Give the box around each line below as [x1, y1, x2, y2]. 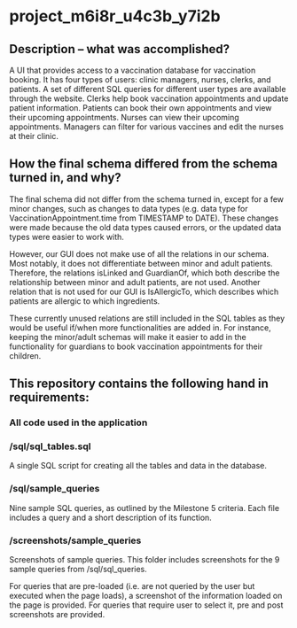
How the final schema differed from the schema [9, 157, 277, 172]
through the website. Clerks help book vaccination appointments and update [9, 93, 289, 104]
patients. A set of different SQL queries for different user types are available [9, 84, 286, 94]
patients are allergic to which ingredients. [9, 295, 160, 306]
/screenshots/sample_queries [9, 534, 142, 547]
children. [9, 350, 42, 361]
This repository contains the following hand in [9, 376, 269, 392]
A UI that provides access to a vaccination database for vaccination [9, 65, 256, 75]
